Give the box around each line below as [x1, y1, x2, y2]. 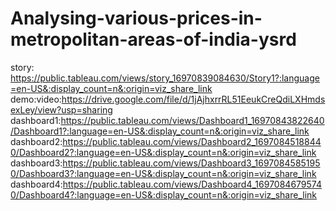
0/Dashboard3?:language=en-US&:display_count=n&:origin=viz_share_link [10, 167, 317, 179]
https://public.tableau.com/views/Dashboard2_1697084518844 [62, 135, 322, 147]
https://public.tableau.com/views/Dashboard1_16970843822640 [60, 114, 325, 126]
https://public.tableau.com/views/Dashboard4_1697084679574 [62, 178, 322, 190]
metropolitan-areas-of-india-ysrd [10, 28, 297, 51]
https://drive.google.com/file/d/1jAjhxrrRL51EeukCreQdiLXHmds [61, 93, 326, 105]
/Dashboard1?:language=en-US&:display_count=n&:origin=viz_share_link [10, 125, 310, 137]
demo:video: [10, 93, 62, 105]
